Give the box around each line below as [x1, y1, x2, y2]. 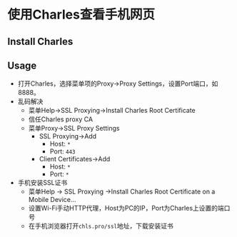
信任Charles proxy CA [28, 115, 94, 123]
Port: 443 [49, 147, 76, 156]
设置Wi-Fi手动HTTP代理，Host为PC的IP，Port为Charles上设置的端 [28, 204, 225, 213]
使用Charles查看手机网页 [7, 6, 156, 23]
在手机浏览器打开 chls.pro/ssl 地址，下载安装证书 [28, 222, 173, 231]
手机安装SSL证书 [17, 178, 68, 187]
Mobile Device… [28, 196, 76, 204]
